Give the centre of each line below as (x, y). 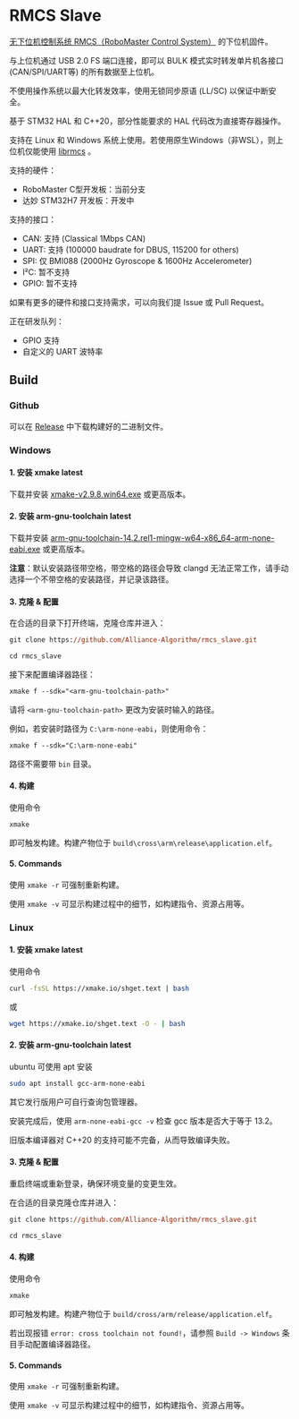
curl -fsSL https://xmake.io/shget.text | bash (100, 989)
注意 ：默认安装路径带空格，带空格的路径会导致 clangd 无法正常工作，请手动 (149, 568)
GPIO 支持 (41, 340)
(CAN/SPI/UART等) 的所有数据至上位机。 (84, 72)
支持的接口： (33, 219)
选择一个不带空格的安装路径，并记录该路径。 (91, 579)
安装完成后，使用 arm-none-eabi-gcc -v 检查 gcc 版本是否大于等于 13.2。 (144, 1121)
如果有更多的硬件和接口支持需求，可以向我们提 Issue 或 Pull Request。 (139, 302)
